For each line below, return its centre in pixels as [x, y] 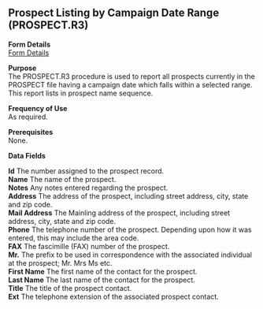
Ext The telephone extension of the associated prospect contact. [113, 296]
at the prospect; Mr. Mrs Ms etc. [60, 262]
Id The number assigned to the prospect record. [86, 171]
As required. [28, 117]
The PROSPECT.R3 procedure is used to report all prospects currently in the [132, 76]
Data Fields [27, 155]
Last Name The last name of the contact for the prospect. [102, 280]
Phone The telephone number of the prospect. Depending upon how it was [130, 229]
